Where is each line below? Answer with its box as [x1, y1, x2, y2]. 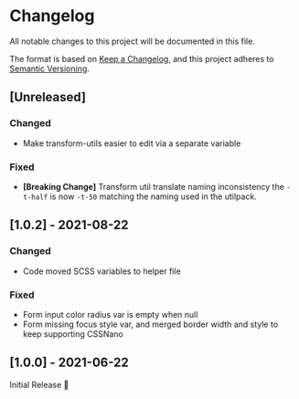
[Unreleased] [9, 89, 87, 105]
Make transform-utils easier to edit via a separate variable [22, 138, 241, 149]
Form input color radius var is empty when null [22, 309, 198, 320]
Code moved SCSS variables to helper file [22, 266, 181, 277]
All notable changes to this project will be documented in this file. [9, 36, 256, 47]
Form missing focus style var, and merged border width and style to [22, 319, 279, 330]
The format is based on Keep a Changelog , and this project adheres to [9, 53, 274, 64]
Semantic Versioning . [9, 63, 90, 74]
